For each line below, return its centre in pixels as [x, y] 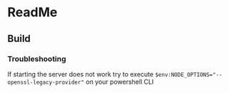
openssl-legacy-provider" [46, 82]
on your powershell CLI [119, 82]
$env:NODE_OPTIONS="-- [189, 75]
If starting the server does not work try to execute [81, 74]
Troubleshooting [37, 59]
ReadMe [32, 12]
